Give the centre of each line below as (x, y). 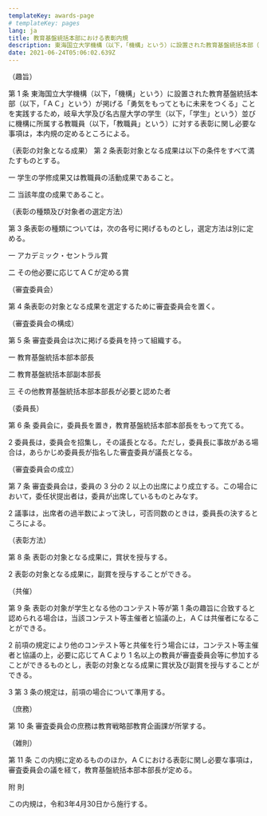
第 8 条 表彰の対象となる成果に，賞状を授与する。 (90, 557)
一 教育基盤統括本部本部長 (51, 357)
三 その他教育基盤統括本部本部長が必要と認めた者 (90, 391)
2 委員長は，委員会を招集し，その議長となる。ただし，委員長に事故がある (130, 442)
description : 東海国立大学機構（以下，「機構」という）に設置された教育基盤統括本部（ (134, 46)
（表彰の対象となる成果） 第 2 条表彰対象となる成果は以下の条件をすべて (128, 150)
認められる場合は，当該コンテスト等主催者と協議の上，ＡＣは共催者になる (130, 618)
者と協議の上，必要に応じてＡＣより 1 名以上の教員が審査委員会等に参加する (134, 655)
